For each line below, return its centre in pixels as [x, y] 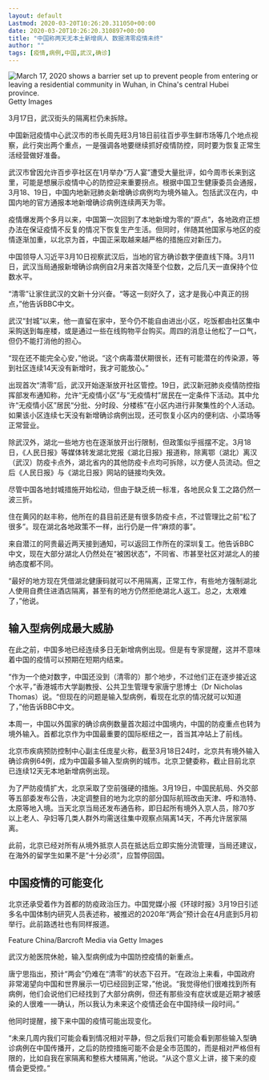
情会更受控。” [29, 1068]
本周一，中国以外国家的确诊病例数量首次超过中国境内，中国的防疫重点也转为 [134, 723]
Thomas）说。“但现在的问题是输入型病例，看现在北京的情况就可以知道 [125, 696]
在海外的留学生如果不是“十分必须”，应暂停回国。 [89, 855]
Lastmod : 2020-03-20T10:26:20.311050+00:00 [82, 23]
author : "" [26, 46]
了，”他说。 [26, 601]
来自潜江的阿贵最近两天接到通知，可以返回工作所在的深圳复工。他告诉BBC [131, 544]
